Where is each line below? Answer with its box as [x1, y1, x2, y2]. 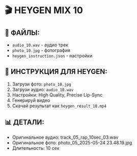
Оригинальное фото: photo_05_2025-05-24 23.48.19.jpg [12, 139, 132, 146]
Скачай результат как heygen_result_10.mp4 [12, 102, 106, 109]
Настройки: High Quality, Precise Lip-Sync [12, 92, 103, 98]
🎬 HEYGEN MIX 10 [5, 5, 84, 16]
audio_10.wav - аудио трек [12, 42, 69, 48]
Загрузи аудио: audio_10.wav [12, 86, 74, 92]
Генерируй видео [12, 97, 50, 103]
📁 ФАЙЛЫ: [5, 28, 40, 37]
